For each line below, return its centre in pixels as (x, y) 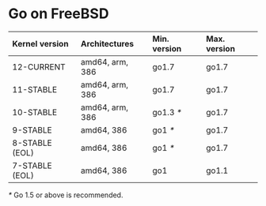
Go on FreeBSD (59, 14)
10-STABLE (35, 112)
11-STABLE (35, 89)
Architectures (107, 43)
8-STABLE (32, 143)
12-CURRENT (39, 66)
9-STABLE (32, 129)
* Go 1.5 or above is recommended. (66, 195)
